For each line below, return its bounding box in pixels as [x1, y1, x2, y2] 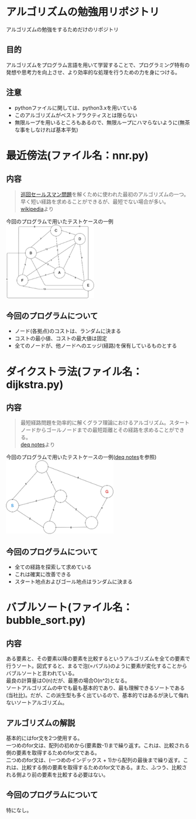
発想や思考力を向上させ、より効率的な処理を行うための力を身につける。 [6, 69, 180, 76]
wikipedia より [20, 205, 54, 212]
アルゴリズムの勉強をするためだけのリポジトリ [6, 26, 119, 33]
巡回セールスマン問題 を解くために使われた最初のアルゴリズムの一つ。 [20, 191, 189, 198]
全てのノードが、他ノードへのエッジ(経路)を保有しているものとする [14, 342, 177, 349]
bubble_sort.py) [6, 614, 86, 627]
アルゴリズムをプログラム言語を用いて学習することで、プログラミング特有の [6, 61, 190, 68]
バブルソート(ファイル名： [6, 601, 133, 614]
